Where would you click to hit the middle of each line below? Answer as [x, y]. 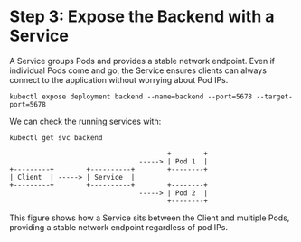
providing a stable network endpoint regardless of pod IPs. [119, 227]
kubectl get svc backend [56, 137]
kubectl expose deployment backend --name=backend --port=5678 [131, 97]
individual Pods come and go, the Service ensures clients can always [138, 70]
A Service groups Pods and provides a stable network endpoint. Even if [142, 60]
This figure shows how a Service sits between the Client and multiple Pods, [150, 218]
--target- [275, 97]
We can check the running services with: [85, 121]
